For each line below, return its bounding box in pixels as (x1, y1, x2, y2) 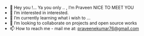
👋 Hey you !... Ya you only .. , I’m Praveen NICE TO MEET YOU (9, 5, 134, 10)
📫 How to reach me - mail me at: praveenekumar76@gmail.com (9, 26, 139, 31)
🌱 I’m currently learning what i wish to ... (9, 15, 91, 20)
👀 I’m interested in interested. (9, 10, 69, 16)
